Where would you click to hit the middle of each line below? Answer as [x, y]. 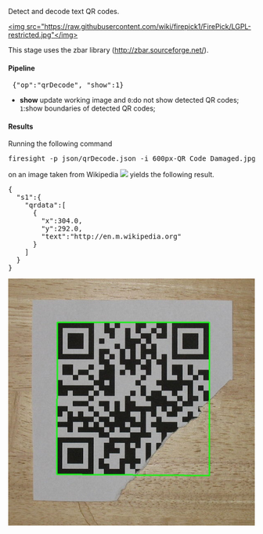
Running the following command [60, 143]
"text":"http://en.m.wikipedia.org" [112, 237]
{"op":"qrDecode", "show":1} [68, 85]
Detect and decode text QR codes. [64, 11]
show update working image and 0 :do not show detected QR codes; [129, 100]
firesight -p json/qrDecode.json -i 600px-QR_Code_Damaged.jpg [132, 159]
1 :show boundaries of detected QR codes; [87, 108]
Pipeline [22, 68]
